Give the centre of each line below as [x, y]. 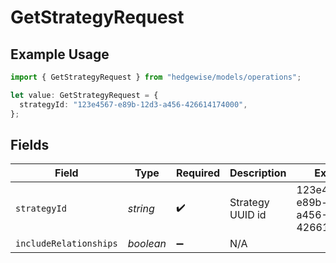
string [141, 209]
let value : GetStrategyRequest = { [84, 95]
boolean [147, 244]
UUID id [248, 215]
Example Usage [60, 54]
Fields [30, 144]
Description [258, 173]
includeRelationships [66, 244]
